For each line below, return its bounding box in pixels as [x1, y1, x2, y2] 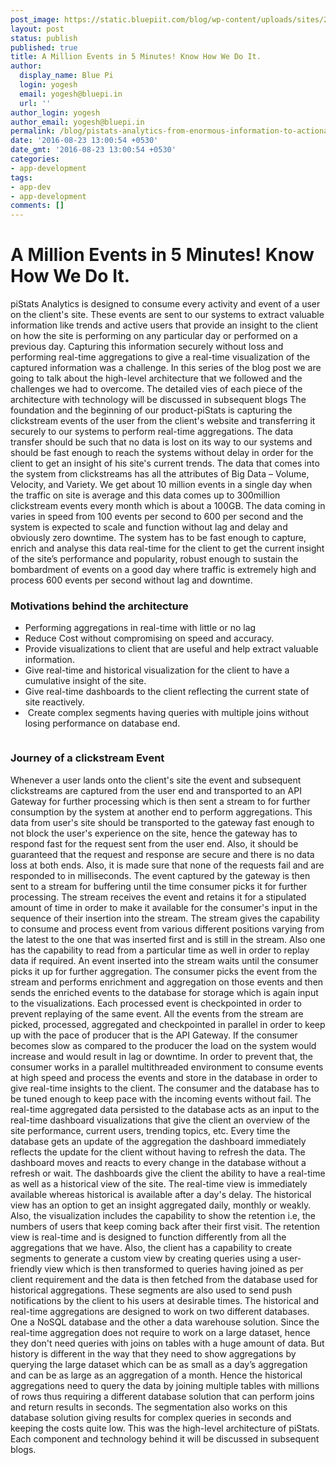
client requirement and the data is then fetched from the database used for [10, 1273, 318, 1285]
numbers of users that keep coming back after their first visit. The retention [10, 1220, 321, 1232]
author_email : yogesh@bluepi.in [10, 117, 145, 127]
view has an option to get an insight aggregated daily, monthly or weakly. [10, 1199, 312, 1211]
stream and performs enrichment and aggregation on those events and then [10, 976, 324, 988]
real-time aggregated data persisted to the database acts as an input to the [10, 1103, 320, 1115]
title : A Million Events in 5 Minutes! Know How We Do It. [10, 52, 262, 62]
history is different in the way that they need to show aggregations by [10, 1347, 297, 1360]
